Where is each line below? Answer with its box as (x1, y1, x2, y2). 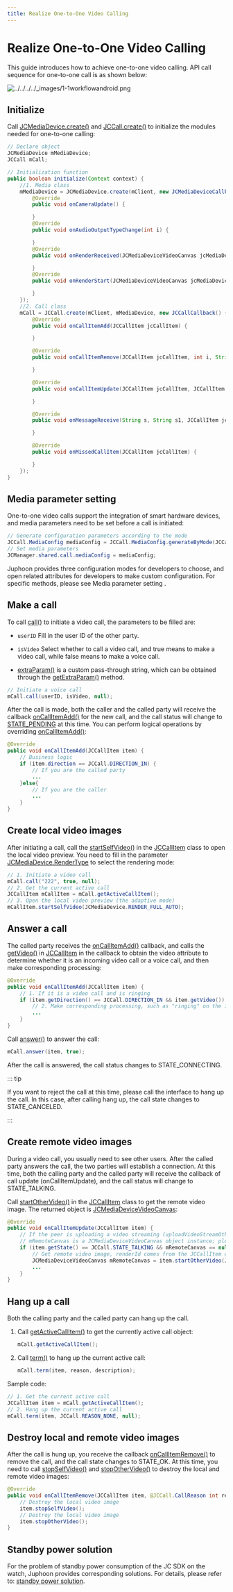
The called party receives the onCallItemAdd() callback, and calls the (7, 941, 205, 949)
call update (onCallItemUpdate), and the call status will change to (7, 1176, 193, 1185)
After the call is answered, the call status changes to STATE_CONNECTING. (7, 1060, 223, 1069)
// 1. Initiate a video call (7, 871, 92, 878)
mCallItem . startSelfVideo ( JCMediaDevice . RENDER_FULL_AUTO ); (7, 904, 185, 911)
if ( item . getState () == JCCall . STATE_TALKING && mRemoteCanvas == (19, 1245, 216, 1252)
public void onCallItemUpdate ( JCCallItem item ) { (7, 1224, 154, 1232)
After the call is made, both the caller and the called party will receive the (7, 705, 216, 714)
